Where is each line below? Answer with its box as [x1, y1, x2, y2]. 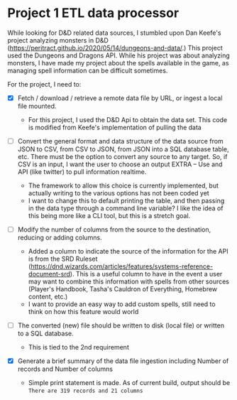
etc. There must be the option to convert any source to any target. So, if [17, 153, 228, 161]
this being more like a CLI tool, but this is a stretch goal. [28, 212, 191, 220]
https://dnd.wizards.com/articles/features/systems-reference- [31, 262, 214, 271]
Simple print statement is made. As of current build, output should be [28, 379, 231, 387]
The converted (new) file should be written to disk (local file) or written [17, 321, 225, 330]
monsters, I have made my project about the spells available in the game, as [7, 58, 229, 67]
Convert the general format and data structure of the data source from [17, 137, 224, 145]
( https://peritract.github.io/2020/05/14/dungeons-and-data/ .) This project [7, 43, 223, 52]
